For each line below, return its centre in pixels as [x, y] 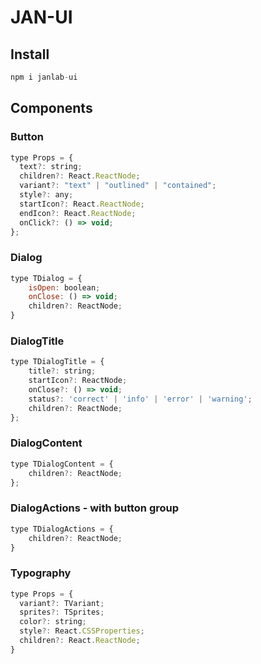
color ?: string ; [53, 622]
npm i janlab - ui [44, 77]
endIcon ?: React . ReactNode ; [78, 213]
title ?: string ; [62, 371]
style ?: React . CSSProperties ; [82, 631]
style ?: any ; [46, 195]
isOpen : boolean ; [64, 287]
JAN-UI [41, 17]
